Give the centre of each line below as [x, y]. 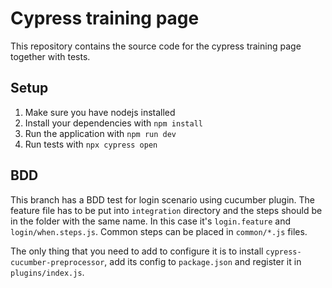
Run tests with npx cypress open [91, 144]
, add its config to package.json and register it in [203, 261]
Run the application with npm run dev [100, 133]
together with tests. [50, 56]
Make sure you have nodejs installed [100, 112]
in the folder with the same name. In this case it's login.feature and [151, 221]
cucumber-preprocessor [57, 262]
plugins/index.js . [47, 272]
